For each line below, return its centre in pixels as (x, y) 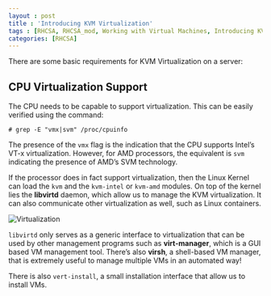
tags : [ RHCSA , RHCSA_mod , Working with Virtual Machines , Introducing (131, 31)
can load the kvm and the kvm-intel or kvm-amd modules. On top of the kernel (135, 186)
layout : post (32, 16)
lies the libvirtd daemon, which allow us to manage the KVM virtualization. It (135, 195)
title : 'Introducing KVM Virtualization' (81, 23)
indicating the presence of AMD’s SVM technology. (93, 162)
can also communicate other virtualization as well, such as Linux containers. (135, 204)
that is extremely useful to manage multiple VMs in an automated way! (125, 260)
